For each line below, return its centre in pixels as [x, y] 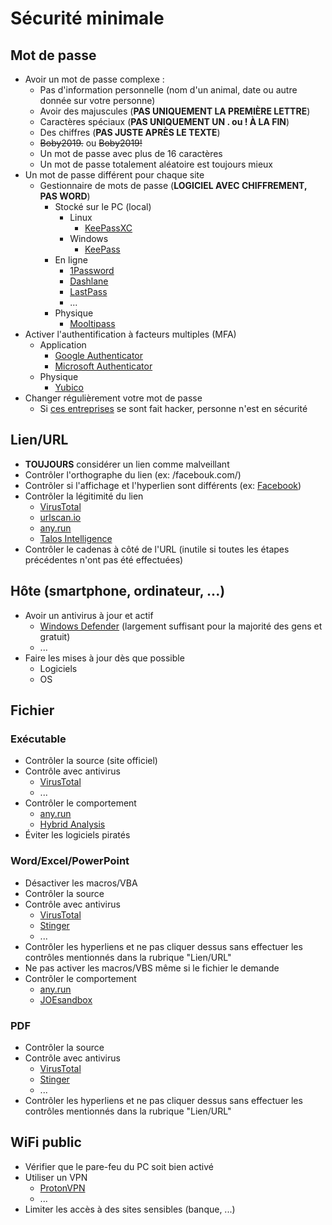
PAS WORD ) [65, 196]
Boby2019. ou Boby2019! [91, 143]
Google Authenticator [99, 355]
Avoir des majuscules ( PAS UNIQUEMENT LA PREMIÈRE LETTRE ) [175, 111]
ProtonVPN [62, 1188]
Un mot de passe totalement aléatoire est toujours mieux [156, 164]
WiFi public [46, 1142]
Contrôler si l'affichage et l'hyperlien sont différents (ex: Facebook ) [163, 485]
